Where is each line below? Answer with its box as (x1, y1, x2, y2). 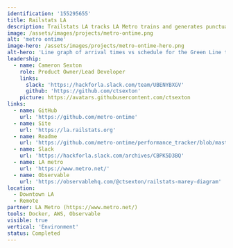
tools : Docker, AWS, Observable (7, 210, 101, 217)
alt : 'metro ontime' (7, 36, 67, 43)
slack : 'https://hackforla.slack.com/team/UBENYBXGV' (25, 81, 185, 88)
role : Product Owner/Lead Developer (19, 68, 126, 75)
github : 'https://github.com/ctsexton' (25, 88, 141, 94)
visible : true (7, 217, 49, 224)
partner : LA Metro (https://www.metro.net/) (7, 204, 138, 211)
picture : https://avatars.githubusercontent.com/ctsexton (19, 94, 191, 101)
